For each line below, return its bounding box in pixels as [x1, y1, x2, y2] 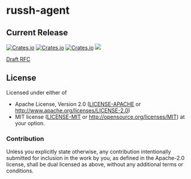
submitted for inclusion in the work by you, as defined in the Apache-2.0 [6, 154, 184, 162]
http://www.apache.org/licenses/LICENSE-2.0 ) [14, 107, 131, 114]
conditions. [6, 167, 34, 174]
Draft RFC [6, 56, 31, 63]
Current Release [6, 28, 68, 38]
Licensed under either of [6, 89, 67, 96]
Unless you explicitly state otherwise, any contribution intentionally [6, 148, 171, 156]
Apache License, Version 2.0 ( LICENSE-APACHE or [14, 100, 141, 108]
